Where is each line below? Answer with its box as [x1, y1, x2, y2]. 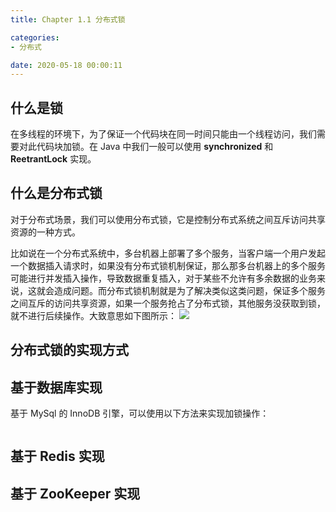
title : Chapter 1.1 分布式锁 [10, 14, 126, 25]
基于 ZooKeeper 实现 [10, 485, 141, 502]
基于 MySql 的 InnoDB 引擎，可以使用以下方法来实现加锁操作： [10, 407, 270, 420]
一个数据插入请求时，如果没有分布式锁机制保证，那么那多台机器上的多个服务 [10, 259, 326, 271]
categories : [10, 32, 60, 43]
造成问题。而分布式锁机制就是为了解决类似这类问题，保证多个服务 [53, 284, 326, 296]
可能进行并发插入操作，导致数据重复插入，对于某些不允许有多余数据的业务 [10, 272, 317, 284]
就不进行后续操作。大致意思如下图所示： [10, 309, 177, 321]
